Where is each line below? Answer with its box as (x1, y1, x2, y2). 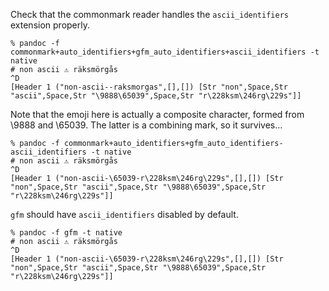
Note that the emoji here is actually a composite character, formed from (10, 109, 305, 120)
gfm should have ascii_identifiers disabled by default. (10, 209, 239, 220)
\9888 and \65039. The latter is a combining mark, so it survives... (10, 119, 283, 131)
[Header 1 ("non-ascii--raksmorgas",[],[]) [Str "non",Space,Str (10, 82, 288, 92)
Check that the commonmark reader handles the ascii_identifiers (10, 9, 289, 20)
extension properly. (10, 19, 90, 31)
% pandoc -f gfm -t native (10, 228, 123, 238)
